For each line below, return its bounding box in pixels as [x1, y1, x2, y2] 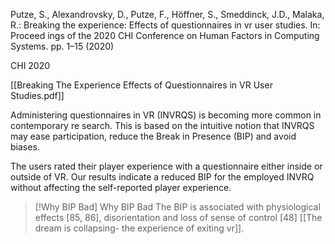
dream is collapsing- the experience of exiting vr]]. [34, 222, 245, 234]
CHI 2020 [10, 60, 51, 71]
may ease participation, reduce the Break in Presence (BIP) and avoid [10, 130, 297, 142]
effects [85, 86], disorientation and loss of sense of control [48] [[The [34, 212, 323, 223]
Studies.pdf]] [10, 90, 65, 101]
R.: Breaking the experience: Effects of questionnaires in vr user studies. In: [10, 19, 321, 31]
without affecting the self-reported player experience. [10, 182, 232, 193]
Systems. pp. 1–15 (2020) [10, 40, 115, 52]
